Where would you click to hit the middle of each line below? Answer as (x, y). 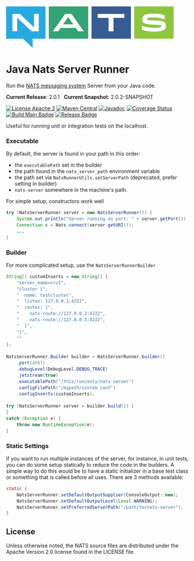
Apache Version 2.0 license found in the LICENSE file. (70, 552)
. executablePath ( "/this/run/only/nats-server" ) (75, 381)
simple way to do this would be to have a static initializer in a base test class (97, 471)
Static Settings (27, 446)
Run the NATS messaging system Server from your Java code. (81, 85)
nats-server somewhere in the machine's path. (71, 190)
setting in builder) (36, 184)
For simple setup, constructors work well (55, 201)
